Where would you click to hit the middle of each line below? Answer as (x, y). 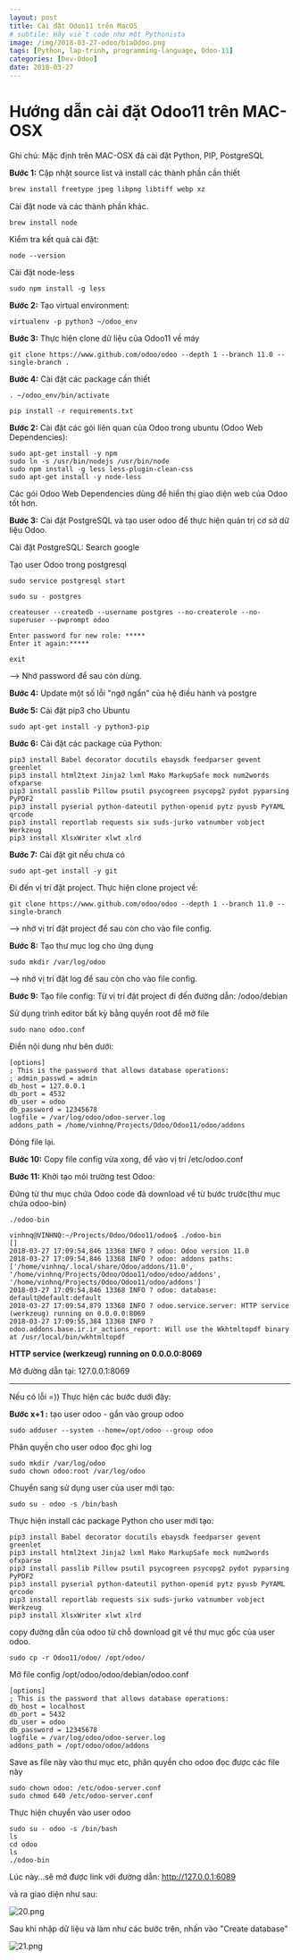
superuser (28, 620)
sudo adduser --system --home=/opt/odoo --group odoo (112, 1430)
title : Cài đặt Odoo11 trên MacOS (74, 26)
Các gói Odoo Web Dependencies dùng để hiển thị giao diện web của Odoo (149, 494)
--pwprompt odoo (79, 620)
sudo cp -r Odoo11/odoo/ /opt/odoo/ (77, 1658)
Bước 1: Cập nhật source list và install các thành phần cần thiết (125, 173)
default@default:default (55, 1297)
